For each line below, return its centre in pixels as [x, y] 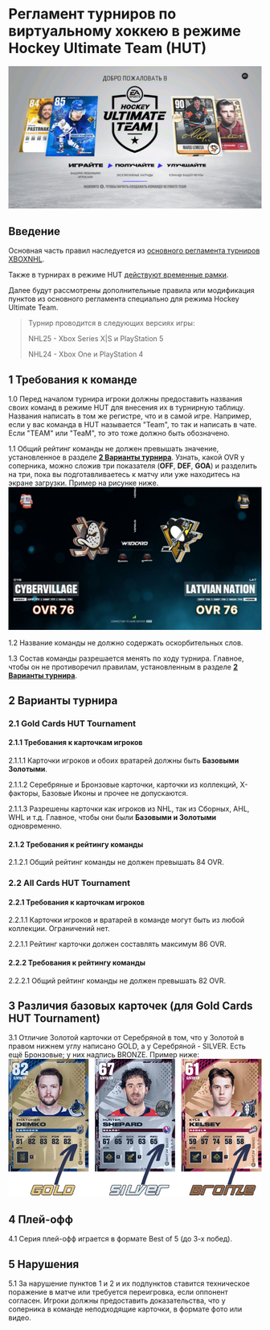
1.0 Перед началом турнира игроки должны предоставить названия [125, 399]
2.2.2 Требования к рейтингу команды [77, 963]
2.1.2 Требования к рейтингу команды [76, 844]
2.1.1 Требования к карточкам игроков [76, 743]
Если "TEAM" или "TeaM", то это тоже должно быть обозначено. [119, 433]
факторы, [24, 793]
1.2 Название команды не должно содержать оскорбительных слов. [126, 642]
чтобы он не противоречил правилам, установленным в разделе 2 [123, 667]
